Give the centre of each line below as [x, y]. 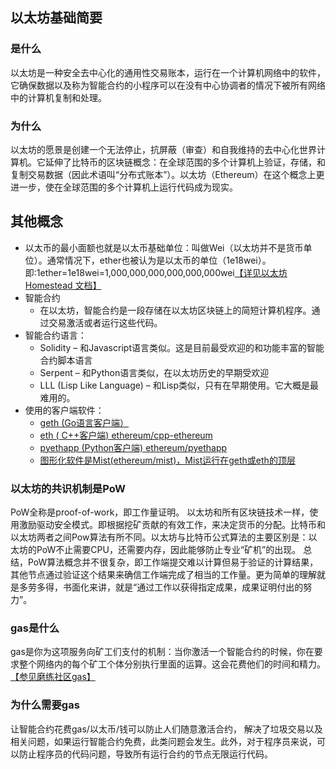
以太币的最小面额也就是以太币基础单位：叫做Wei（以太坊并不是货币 [164, 247]
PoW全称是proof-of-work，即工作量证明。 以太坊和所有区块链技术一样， [160, 512]
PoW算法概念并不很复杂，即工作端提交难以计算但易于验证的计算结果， [173, 562]
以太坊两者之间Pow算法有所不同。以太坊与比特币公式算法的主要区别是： [159, 537]
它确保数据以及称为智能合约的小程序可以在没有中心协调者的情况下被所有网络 [168, 85]
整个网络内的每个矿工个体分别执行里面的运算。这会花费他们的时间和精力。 [172, 664]
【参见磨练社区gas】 [53, 677]
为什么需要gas [45, 705]
